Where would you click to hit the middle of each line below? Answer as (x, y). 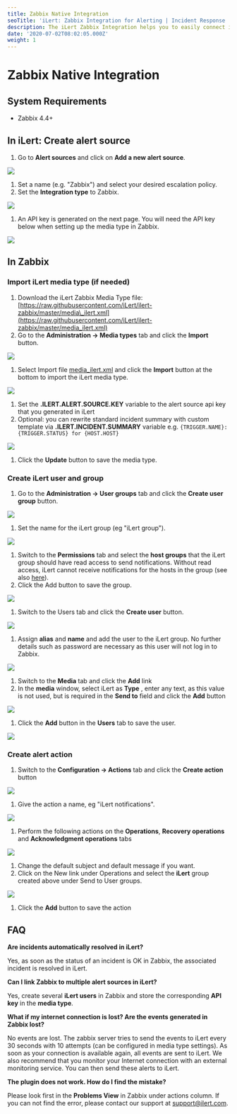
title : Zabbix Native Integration (58, 14)
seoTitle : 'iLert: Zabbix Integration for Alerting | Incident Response (116, 21)
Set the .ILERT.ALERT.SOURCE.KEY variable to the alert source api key (122, 404)
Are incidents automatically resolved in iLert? (75, 947)
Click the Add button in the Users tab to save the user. (97, 723)
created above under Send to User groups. (80, 881)
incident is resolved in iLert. (48, 968)
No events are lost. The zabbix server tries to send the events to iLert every (117, 1038)
